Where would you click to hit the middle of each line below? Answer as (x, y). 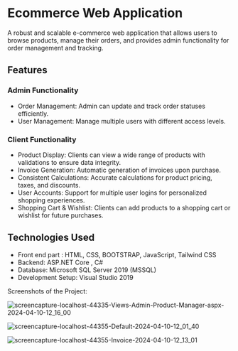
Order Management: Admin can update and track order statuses (112, 106)
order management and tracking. (55, 48)
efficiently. (33, 113)
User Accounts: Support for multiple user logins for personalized (112, 193)
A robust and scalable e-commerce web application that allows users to (113, 33)
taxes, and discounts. (49, 185)
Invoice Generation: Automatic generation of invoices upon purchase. (119, 170)
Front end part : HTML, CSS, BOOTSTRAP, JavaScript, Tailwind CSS (117, 254)
